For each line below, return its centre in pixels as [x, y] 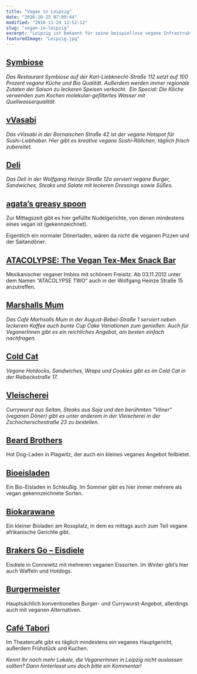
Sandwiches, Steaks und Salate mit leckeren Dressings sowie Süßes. [89, 185]
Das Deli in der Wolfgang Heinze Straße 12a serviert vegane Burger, [88, 179]
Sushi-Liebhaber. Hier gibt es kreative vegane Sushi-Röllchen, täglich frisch [98, 140]
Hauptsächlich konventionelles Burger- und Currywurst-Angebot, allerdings [97, 603]
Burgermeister [33, 589]
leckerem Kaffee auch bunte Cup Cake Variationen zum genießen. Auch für [97, 326]
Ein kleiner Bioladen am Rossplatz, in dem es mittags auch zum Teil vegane [97, 526]
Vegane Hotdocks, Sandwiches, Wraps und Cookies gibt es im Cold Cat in [96, 371]
